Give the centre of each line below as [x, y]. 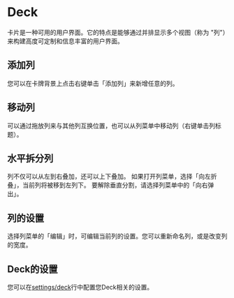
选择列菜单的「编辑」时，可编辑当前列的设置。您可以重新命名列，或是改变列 [117, 236]
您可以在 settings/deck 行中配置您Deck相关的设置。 [80, 287]
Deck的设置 [32, 269]
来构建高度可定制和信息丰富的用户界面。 [65, 41]
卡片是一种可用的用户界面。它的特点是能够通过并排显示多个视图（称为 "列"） [116, 32]
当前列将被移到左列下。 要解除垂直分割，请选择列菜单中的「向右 [115, 185]
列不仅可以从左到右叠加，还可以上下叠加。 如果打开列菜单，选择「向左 [109, 177]
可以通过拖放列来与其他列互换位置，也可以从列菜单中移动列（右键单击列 [111, 126]
